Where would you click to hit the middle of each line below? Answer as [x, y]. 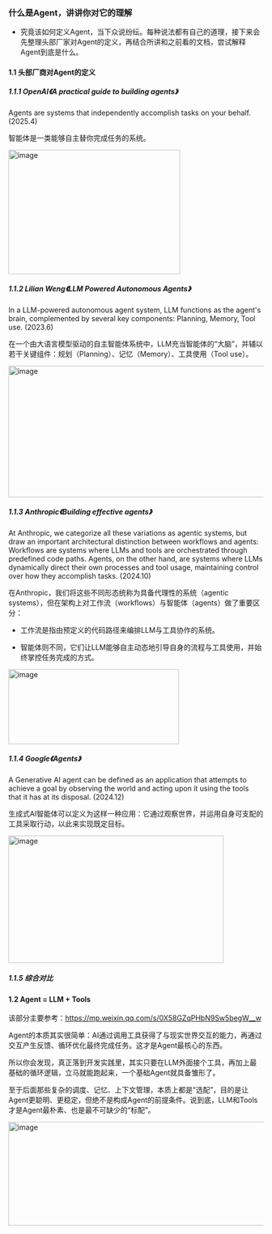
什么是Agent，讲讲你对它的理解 [70, 12]
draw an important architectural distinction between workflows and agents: [134, 541]
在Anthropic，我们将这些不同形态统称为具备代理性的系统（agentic [119, 592]
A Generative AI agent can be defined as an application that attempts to [127, 779]
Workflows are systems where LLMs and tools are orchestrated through [128, 550]
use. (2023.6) [31, 327]
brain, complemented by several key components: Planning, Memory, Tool [132, 318]
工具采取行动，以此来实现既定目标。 [69, 824]
